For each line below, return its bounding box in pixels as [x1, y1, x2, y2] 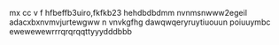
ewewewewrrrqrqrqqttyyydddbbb [9, 26, 133, 36]
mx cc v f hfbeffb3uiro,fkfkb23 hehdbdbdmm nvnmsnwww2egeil [9, 8, 248, 18]
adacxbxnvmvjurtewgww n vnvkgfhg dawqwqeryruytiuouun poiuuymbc [9, 17, 271, 27]
